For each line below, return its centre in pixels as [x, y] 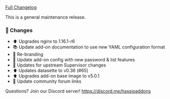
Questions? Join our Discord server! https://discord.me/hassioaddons [78, 91]
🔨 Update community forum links [47, 81]
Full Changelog [21, 7]
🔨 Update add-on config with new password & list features [74, 60]
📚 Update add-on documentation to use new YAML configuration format [89, 47]
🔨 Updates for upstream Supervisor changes [59, 65]
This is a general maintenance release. [46, 17]
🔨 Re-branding [28, 54]
